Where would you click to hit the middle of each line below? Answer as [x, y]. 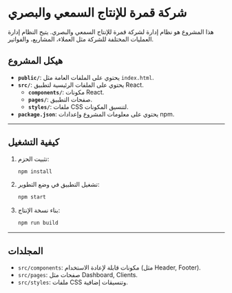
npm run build [38, 223]
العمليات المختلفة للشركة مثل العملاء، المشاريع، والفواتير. [81, 39]
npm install [35, 171]
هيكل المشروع [35, 61]
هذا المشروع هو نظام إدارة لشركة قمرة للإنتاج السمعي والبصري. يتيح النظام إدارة [111, 32]
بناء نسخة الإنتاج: [39, 210]
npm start [32, 197]
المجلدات [25, 251]
